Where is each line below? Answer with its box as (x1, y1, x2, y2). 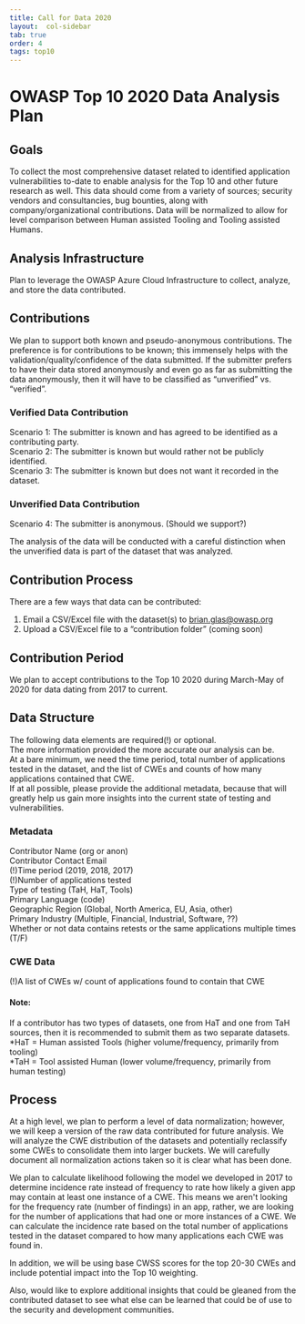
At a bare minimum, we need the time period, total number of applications (9, 753, 286, 765)
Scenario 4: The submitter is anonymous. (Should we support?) (9, 518, 248, 529)
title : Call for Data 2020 (9, 13, 112, 23)
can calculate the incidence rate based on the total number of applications (9, 1221, 289, 1232)
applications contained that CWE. (9, 773, 135, 784)
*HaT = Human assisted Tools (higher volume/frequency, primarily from (9, 1036, 280, 1047)
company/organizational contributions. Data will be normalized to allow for (9, 205, 289, 216)
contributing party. (9, 436, 79, 447)
